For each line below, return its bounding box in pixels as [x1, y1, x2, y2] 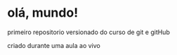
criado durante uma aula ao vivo [7, 41, 100, 49]
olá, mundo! [7, 5, 79, 21]
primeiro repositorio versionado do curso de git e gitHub [7, 28, 170, 36]
